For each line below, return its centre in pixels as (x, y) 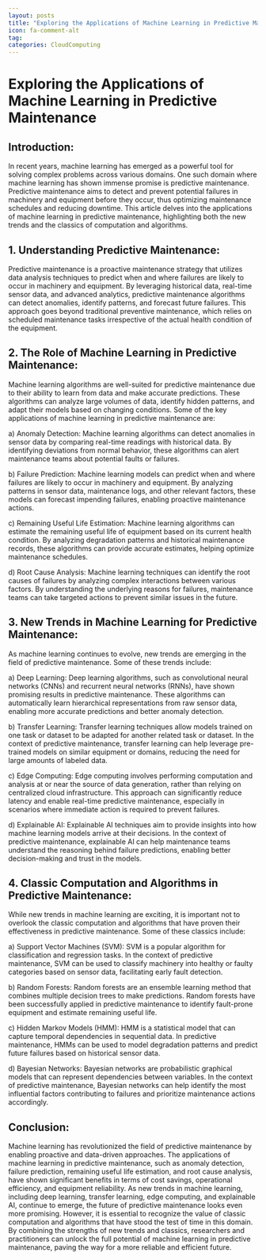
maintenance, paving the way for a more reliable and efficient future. (120, 1247)
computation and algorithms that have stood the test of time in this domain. (131, 1222)
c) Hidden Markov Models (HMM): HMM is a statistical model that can (122, 1028)
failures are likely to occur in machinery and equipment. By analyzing (121, 482)
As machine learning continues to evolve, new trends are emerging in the (127, 654)
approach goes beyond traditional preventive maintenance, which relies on (130, 311)
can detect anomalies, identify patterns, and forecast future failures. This (127, 303)
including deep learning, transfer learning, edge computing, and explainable (132, 1197)
